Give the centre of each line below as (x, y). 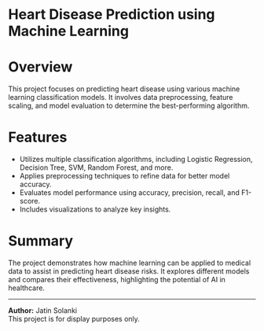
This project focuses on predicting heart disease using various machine (124, 89)
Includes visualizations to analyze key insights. (95, 209)
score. (30, 201)
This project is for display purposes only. (74, 319)
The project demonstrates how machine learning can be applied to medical (130, 263)
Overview (40, 67)
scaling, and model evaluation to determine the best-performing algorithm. (129, 106)
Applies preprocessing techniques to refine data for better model (125, 176)
